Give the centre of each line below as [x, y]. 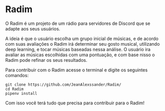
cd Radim [14, 89]
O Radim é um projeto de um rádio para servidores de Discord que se [78, 23]
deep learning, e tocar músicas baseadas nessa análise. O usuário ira [78, 49]
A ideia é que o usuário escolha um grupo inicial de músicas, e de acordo [82, 39]
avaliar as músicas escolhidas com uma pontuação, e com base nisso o [80, 55]
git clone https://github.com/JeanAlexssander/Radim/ [63, 85]
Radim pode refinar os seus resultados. [46, 60]
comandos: [17, 75]
